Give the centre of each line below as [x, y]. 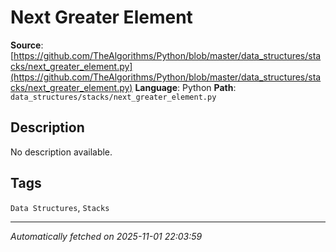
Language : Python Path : [185, 87]
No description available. [61, 152]
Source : [27, 45]
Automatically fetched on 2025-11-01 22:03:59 [106, 236]
